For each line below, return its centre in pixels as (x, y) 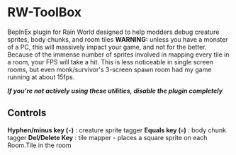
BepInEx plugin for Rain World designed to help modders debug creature (113, 32)
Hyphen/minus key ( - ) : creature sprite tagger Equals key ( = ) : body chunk (117, 130)
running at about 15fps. (41, 77)
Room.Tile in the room (39, 145)
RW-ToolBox (45, 12)
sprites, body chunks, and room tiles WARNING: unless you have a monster (118, 39)
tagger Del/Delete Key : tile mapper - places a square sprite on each (107, 137)
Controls (27, 113)
